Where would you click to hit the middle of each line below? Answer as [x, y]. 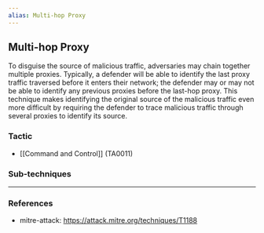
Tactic [20, 137]
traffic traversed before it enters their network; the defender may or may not [131, 82]
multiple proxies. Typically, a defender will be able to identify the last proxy [129, 75]
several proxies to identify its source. [68, 116]
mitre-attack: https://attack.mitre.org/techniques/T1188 [108, 220]
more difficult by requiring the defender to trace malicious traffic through [126, 107]
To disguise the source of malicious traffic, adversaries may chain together [129, 66]
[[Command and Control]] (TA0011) [76, 153]
